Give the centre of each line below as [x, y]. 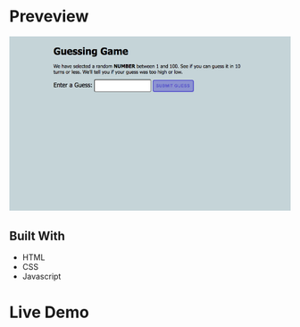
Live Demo [49, 312]
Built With [37, 235]
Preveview [49, 17]
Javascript [42, 277]
